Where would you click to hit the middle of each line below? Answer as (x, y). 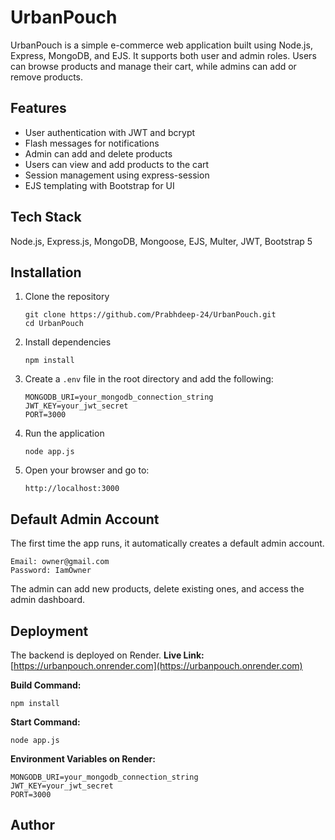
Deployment (49, 631)
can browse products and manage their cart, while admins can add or (153, 66)
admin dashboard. (48, 600)
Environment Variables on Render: (83, 759)
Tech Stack (46, 217)
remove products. (46, 77)
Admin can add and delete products (98, 153)
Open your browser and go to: (87, 470)
